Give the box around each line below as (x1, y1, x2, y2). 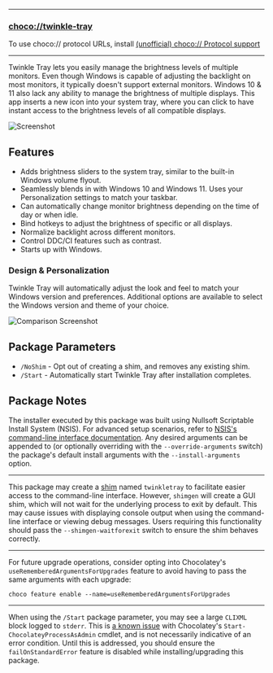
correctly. (8, 534, 41, 544)
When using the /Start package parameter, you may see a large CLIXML (8, 612, 248, 623)
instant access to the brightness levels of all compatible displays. (8, 106, 227, 116)
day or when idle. (19, 210, 79, 220)
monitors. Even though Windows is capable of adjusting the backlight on (8, 71, 251, 81)
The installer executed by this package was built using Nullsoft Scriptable (8, 416, 254, 426)
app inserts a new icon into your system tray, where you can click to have (8, 97, 254, 107)
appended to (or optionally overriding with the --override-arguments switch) (8, 441, 263, 452)
